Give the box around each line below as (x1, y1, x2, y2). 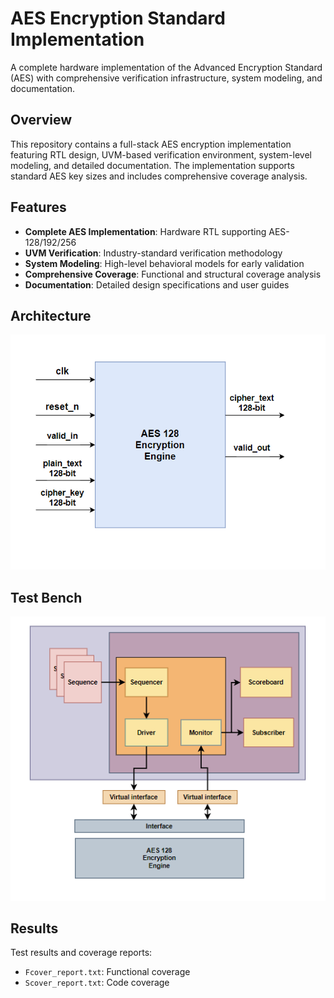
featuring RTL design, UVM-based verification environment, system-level (10, 148, 312, 161)
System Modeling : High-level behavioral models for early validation (24, 257, 305, 269)
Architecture (10, 307, 92, 324)
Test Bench (10, 589, 83, 606)
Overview (10, 112, 73, 129)
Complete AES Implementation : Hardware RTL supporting (24, 225, 267, 237)
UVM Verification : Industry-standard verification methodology (24, 247, 283, 259)
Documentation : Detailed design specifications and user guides (24, 278, 290, 291)
